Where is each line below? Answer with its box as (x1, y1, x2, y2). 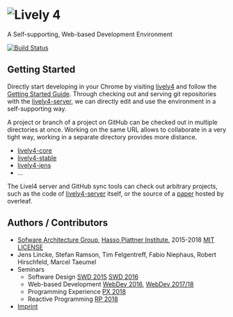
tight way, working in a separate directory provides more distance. (7, 132, 198, 141)
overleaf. (7, 196, 33, 205)
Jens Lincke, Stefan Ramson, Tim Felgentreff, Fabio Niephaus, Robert (17, 250, 217, 258)
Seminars (17, 265, 45, 273)
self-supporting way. (7, 105, 67, 113)
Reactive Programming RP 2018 (27, 295, 118, 303)
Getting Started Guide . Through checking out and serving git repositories (7, 89, 217, 98)
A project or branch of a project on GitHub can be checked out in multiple (7, 118, 218, 126)
